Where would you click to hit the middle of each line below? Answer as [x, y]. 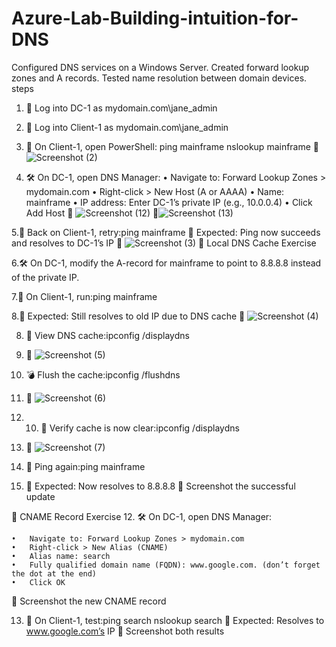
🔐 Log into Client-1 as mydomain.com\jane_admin [127, 127]
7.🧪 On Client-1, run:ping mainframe [84, 296]
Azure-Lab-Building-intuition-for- [155, 18]
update [40, 496]
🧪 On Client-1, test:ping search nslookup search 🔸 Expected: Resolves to [175, 620]
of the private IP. [45, 277]
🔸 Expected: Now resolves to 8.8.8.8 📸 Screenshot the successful [160, 486]
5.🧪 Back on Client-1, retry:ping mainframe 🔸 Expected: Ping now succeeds [166, 232]
